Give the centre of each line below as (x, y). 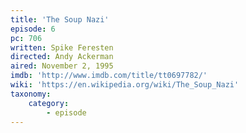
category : (49, 103)
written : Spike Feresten (62, 47)
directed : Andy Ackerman (62, 57)
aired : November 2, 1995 (62, 66)
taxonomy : (31, 94)
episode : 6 (33, 29)
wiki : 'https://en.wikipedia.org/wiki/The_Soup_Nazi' (125, 85)
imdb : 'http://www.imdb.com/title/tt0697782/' (109, 76)
